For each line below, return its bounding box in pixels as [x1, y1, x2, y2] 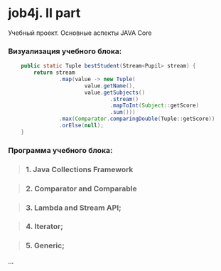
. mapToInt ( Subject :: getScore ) [109, 102, 200, 110]
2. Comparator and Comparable [25, 184, 137, 193]
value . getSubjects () [84, 89, 145, 96]
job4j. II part [8, 5, 81, 21]
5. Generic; [25, 240, 65, 250]
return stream [33, 69, 75, 76]
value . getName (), [84, 82, 136, 90]
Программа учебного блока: [8, 145, 113, 155]
